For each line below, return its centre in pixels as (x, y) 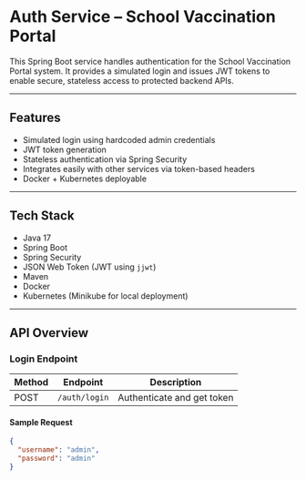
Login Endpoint (44, 359)
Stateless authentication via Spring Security (105, 159)
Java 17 (37, 238)
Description (176, 383)
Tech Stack (42, 216)
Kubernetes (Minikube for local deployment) (105, 296)
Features (35, 118)
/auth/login (83, 398)
